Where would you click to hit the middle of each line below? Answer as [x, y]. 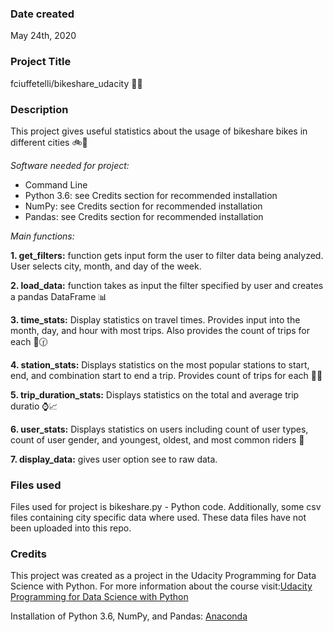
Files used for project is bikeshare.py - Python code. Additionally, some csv [166, 507]
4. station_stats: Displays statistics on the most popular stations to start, [160, 364]
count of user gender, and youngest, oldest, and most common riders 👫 [157, 439]
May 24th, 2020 [43, 36]
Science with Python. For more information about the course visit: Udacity [161, 586]
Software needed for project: [70, 165]
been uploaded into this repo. [71, 528]
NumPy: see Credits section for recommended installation [143, 206]
